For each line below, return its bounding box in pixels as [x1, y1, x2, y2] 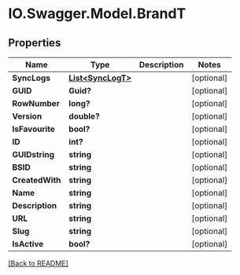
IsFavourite [12, 123, 55, 134]
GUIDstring [12, 149, 55, 159]
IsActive [12, 239, 44, 249]
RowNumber [12, 98, 61, 108]
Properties [8, 36, 61, 49]
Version [12, 111, 42, 122]
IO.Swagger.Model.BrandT [8, 5, 186, 23]
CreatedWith [12, 174, 61, 185]
